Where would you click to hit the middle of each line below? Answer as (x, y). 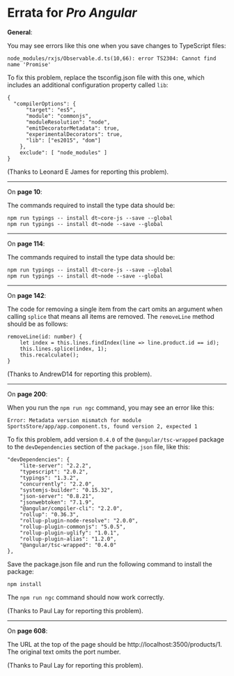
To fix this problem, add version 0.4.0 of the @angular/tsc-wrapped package (116, 439)
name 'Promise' (29, 64)
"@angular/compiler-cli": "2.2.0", (71, 508)
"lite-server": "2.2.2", (56, 465)
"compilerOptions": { (45, 104)
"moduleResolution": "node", (68, 122)
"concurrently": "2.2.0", (57, 484)
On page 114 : (26, 243)
